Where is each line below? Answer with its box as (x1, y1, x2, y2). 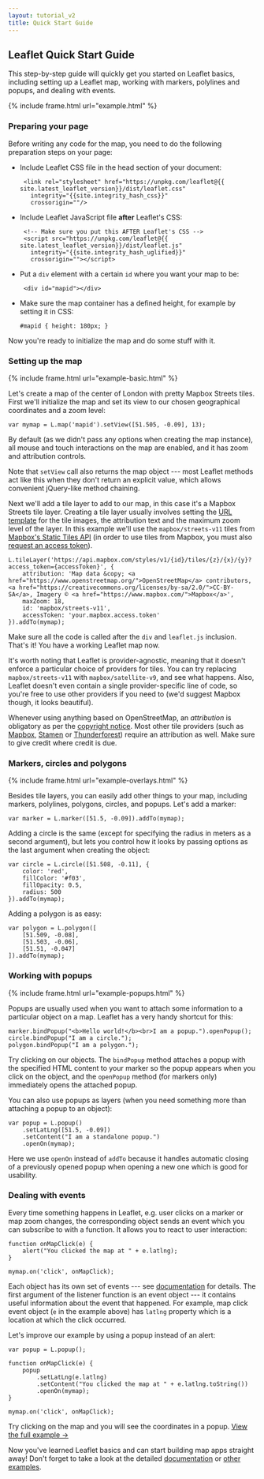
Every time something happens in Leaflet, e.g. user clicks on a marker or (8, 1207, 244, 1217)
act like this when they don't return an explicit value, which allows (8, 475, 221, 484)
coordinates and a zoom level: (8, 405, 106, 415)
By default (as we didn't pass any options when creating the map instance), (8, 434, 254, 444)
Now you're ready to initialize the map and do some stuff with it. (8, 336, 216, 345)
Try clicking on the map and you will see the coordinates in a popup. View (8, 1421, 248, 1431)
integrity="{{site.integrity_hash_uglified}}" (30, 248, 187, 257)
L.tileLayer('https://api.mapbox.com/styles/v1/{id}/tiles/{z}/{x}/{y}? (8, 556, 252, 564)
